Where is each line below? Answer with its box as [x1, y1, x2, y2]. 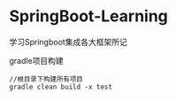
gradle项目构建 [9, 55, 64, 65]
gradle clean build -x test [9, 82, 113, 91]
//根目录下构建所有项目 [9, 74, 84, 83]
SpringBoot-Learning [9, 6, 168, 27]
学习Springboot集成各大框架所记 [9, 36, 128, 47]
